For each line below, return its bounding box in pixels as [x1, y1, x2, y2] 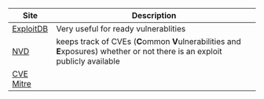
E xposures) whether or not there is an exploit [56, 46, 222, 57]
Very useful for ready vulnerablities [56, 24, 186, 34]
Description [131, 10, 177, 20]
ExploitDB [12, 24, 49, 34]
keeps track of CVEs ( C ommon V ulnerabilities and [56, 36, 241, 46]
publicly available [56, 56, 120, 66]
